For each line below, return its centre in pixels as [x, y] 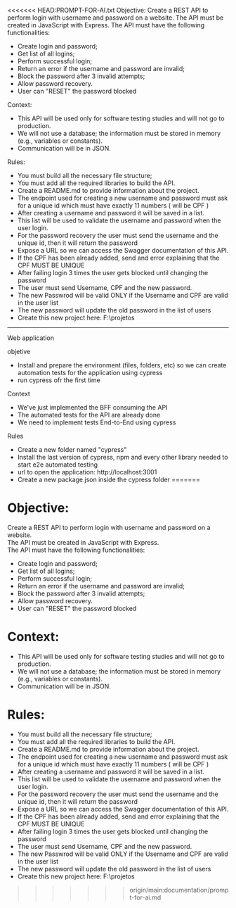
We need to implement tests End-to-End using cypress [97, 422]
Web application [31, 338]
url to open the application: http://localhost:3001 [87, 472]
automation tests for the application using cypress [90, 373]
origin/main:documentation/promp [179, 890]
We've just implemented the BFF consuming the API [92, 407]
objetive [19, 352]
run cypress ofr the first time [59, 380]
